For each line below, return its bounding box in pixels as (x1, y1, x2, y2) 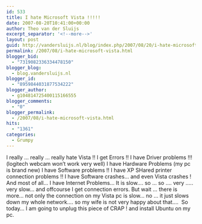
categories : (6, 132, 36, 138)
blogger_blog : (6, 64, 42, 71)
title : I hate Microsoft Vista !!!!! (6, 14, 101, 20)
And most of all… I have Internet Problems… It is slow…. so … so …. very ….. (6, 179, 194, 186)
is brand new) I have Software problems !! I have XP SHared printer (6, 166, 173, 174)
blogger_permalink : (6, 109, 55, 115)
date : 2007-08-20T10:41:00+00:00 (6, 20, 90, 26)
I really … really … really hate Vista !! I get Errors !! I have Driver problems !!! (6, 154, 192, 161)
